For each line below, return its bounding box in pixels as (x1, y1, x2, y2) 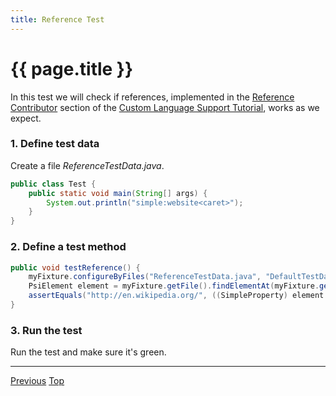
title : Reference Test (10, 14, 105, 25)
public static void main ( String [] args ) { (28, 188, 208, 198)
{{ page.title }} (10, 57, 134, 80)
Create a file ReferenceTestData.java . (10, 159, 165, 171)
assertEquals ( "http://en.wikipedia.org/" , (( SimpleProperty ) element (28, 291, 325, 301)
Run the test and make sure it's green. (10, 346, 167, 358)
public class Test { (10, 179, 97, 189)
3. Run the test (10, 323, 83, 337)
